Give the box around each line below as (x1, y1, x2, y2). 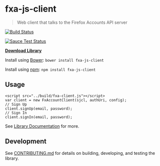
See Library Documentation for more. (5, 123, 80, 129)
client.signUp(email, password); (5, 106, 73, 111)
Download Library (5, 48, 42, 53)
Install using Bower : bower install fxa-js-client (5, 57, 104, 63)
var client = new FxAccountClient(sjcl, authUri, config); (5, 98, 127, 102)
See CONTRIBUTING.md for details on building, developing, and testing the (5, 150, 155, 156)
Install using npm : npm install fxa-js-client (5, 66, 96, 72)
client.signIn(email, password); (5, 115, 73, 119)
